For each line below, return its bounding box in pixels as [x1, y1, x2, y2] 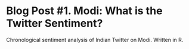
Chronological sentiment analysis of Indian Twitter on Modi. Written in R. [6, 36, 184, 43]
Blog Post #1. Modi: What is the [6, 4, 163, 18]
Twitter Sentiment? [6, 17, 103, 30]
